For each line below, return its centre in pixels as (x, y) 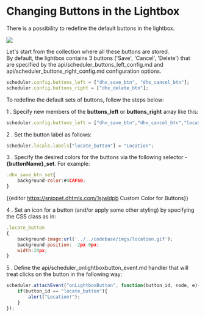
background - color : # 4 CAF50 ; (52, 181)
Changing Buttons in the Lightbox (93, 11)
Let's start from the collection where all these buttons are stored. (88, 51)
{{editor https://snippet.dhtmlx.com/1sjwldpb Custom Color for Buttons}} (98, 198)
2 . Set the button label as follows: (49, 134)
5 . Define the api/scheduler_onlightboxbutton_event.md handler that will (98, 268)
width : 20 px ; (32, 250)
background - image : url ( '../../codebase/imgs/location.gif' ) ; (95, 239)
